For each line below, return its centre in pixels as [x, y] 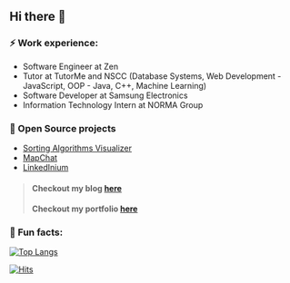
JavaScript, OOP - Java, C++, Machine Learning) [115, 85]
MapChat [40, 157]
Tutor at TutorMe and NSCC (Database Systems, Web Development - [152, 76]
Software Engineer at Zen [70, 66]
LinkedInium [45, 167]
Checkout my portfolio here [85, 209]
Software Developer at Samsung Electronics [105, 95]
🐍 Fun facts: [36, 232]
